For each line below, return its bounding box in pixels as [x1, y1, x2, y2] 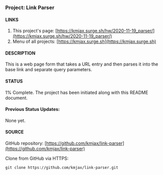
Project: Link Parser [5, 4, 55, 11]
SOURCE [5, 129, 24, 135]
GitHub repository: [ [5, 140, 46, 146]
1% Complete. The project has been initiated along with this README [5, 89, 148, 95]
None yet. [5, 118, 26, 124]
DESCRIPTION [5, 50, 36, 56]
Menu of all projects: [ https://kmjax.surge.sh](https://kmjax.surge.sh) [12, 38, 156, 44]
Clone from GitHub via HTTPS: [5, 155, 69, 161]
